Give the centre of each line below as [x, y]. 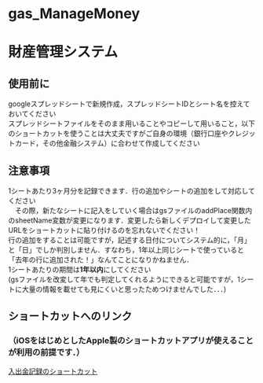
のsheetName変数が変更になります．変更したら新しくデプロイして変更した [130, 220]
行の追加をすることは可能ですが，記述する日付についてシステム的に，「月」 [130, 240]
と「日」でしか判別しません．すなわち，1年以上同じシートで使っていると [126, 250]
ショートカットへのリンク [70, 317]
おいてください [32, 114]
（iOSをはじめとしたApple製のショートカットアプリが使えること [131, 341]
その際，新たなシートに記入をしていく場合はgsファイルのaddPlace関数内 [133, 210]
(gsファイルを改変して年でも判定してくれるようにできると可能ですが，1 [124, 279]
